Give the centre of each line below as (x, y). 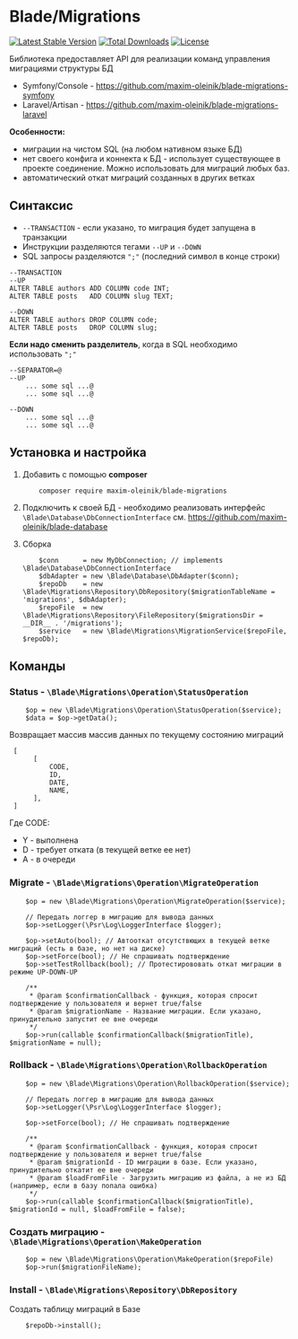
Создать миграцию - (57, 1231)
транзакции (44, 237)
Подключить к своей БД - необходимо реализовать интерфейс (144, 507)
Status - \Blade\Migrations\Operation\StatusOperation (129, 691)
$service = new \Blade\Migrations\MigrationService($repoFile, (163, 631)
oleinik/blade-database (65, 526)
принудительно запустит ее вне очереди (84, 1019)
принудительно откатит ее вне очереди (81, 1170)
